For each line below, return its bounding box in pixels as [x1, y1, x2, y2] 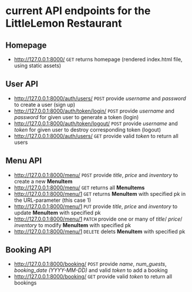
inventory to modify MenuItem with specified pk [14, 221, 132, 228]
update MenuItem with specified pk [14, 209, 101, 216]
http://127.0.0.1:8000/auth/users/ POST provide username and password [14, 94, 186, 101]
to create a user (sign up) [14, 101, 76, 108]
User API [5, 79, 39, 89]
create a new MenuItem [14, 178, 73, 185]
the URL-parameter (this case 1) [14, 196, 92, 204]
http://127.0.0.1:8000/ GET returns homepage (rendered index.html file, [14, 56, 183, 63]
